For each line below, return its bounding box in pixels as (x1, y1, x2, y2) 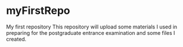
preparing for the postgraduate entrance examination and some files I (6, 29, 175, 36)
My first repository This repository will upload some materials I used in (6, 23, 178, 30)
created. (6, 35, 27, 42)
